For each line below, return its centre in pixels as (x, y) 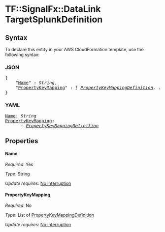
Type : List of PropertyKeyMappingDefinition (50, 215)
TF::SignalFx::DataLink (53, 9)
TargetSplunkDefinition (54, 19)
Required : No (18, 205)
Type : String (17, 174)
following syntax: (22, 55)
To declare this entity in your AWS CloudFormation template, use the (74, 49)
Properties (22, 141)
